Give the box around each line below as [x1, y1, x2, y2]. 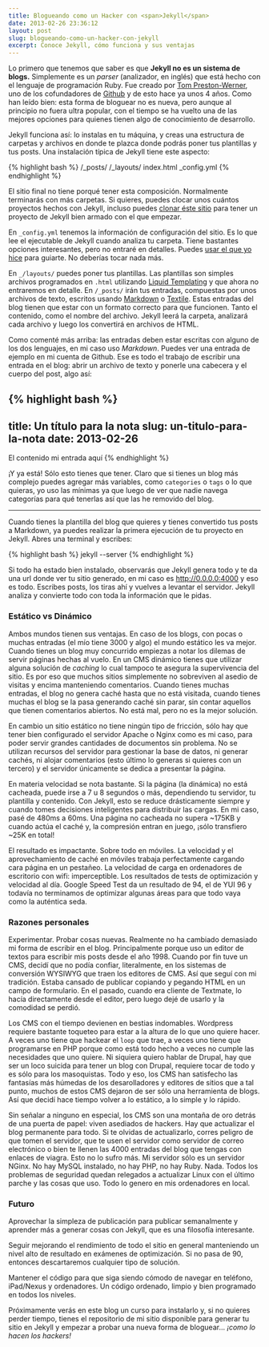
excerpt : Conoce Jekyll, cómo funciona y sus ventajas [8, 42, 195, 50]
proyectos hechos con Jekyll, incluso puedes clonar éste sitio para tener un [8, 203, 259, 213]
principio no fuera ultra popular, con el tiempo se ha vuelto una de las [8, 106, 238, 116]
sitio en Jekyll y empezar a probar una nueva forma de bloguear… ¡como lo [8, 1322, 256, 1333]
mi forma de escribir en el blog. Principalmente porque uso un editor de [8, 943, 244, 952]
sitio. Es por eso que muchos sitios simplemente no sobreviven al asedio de [8, 671, 259, 681]
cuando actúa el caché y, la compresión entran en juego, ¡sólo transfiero [8, 821, 247, 831]
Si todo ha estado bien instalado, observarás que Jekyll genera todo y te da [8, 565, 258, 575]
